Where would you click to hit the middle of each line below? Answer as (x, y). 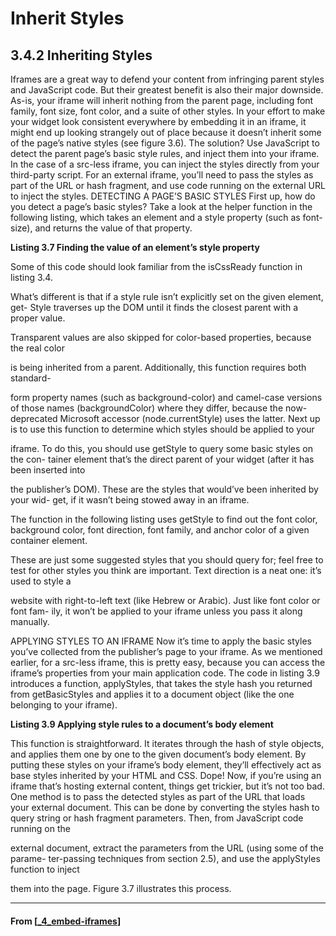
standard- (31, 378)
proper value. (38, 318)
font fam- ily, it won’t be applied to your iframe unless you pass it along (156, 611)
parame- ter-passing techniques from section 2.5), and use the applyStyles (165, 858)
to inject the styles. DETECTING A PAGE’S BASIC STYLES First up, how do (163, 196)
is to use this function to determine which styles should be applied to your (162, 429)
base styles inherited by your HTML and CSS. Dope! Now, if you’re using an (166, 775)
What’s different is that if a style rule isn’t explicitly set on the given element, (167, 296)
